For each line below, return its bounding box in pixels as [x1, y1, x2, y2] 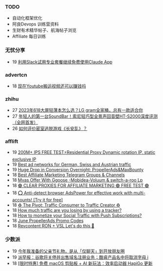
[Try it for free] [33, 197, 63, 203]
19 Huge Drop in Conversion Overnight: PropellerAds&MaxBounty [12, 167, 144, 173]
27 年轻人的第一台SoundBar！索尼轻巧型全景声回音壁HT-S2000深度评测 [12, 113, 158, 119]
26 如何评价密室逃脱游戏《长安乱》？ [12, 125, 87, 131]
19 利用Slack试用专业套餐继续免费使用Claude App [12, 59, 113, 64]
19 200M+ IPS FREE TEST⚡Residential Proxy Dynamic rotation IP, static [12, 149, 155, 155]
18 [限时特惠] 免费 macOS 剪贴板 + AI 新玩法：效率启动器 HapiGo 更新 [12, 260, 153, 266]
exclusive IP [12, 156, 37, 162]
